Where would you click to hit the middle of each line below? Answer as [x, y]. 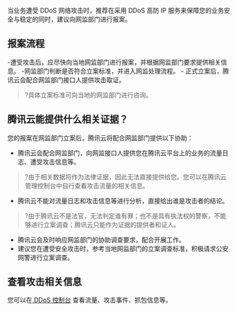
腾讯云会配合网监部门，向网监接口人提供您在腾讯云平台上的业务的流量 [120, 153]
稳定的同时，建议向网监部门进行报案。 [75, 19]
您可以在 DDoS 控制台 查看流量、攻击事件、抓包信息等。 [89, 300]
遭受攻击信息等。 [55, 162]
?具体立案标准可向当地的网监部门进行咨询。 [88, 95]
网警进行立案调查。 [46, 257]
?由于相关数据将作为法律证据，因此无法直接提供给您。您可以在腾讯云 [125, 176]
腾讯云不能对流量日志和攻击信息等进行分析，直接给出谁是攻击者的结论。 [123, 200]
